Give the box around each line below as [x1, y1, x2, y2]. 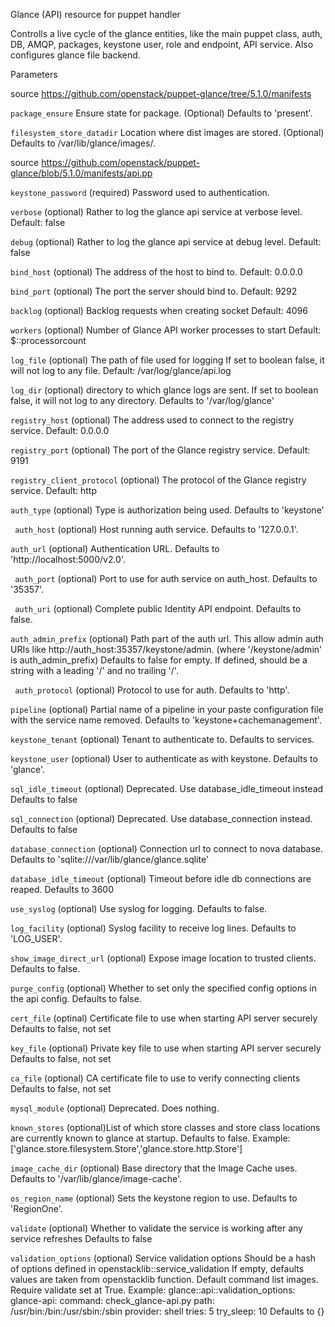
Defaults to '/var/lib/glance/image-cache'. [10, 1173, 182, 1184]
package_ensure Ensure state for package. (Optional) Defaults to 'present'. [10, 107, 313, 119]
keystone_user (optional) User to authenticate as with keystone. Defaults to [10, 753, 318, 764]
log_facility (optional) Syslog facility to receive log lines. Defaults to [10, 922, 297, 934]
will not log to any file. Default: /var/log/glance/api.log [10, 365, 232, 376]
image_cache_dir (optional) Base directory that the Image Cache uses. [10, 1162, 298, 1174]
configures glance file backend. [10, 49, 141, 61]
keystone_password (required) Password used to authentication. [10, 187, 270, 198]
